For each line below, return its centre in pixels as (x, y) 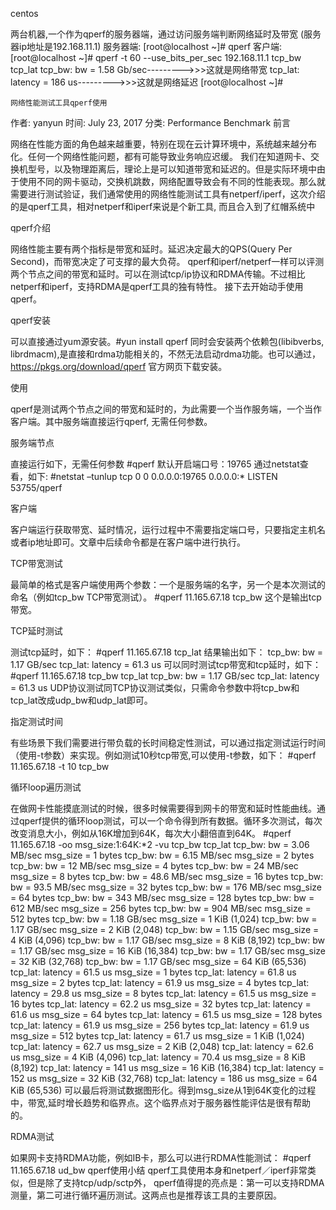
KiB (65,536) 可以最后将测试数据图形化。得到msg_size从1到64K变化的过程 (163, 1090)
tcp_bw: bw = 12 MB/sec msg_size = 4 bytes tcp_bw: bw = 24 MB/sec (154, 866)
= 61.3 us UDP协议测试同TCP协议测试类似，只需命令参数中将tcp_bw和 (155, 687)
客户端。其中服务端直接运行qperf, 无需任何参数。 (111, 421)
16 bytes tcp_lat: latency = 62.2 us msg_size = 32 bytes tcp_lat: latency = (161, 1004)
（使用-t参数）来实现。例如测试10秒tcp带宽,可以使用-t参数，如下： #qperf (163, 755)
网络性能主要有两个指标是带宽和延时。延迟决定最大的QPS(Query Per (151, 249)
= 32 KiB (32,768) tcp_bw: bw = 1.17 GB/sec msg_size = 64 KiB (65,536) (158, 961)
